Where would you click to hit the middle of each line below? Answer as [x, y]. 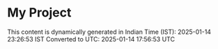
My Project [39, 13]
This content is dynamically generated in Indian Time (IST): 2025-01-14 [109, 32]
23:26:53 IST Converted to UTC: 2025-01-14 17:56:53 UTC [91, 39]
